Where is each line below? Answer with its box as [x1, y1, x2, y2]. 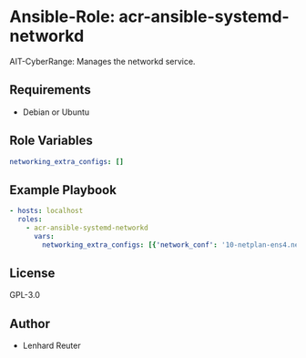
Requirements [9, 82, 91, 97]
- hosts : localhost [9, 207, 84, 216]
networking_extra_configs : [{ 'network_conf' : [42, 240, 219, 250]
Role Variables [9, 133, 93, 148]
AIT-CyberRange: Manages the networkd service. [9, 56, 196, 66]
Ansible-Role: [9, 6, 116, 27]
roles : [17, 215, 43, 224]
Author [9, 316, 50, 332]
